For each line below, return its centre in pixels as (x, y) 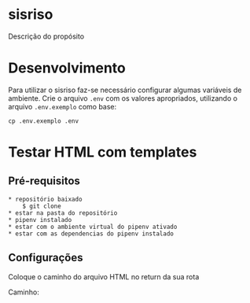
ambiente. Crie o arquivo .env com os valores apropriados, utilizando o (123, 98)
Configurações (46, 258)
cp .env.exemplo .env (44, 121)
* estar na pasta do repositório (63, 213)
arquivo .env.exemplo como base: (63, 106)
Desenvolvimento (67, 68)
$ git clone (42, 206)
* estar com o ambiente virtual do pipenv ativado (93, 227)
